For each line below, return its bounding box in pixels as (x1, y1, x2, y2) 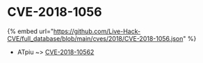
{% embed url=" (7, 27, 54, 35)
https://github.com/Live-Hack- (53, 27, 141, 35)
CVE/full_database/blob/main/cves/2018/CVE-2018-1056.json (7, 34, 184, 42)
